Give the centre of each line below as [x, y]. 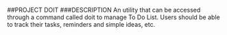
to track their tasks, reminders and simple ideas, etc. [81, 24]
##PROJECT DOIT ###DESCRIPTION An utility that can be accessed [104, 10]
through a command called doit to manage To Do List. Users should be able [114, 17]
